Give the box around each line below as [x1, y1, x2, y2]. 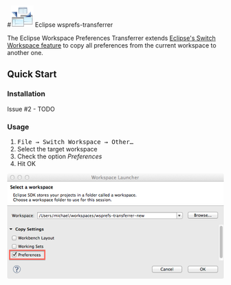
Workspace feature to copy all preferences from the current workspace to [7, 41, 217, 50]
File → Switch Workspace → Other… [16, 138, 134, 146]
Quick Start [7, 68, 57, 81]
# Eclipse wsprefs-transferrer [7, 21, 113, 29]
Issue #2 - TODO [7, 105, 55, 113]
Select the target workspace [16, 145, 98, 153]
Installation [7, 89, 46, 98]
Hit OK [16, 159, 36, 167]
